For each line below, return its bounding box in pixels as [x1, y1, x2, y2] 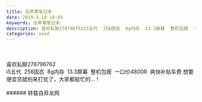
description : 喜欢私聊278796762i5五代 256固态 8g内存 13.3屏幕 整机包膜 [6, 25, 188, 32]
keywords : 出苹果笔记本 [6, 20, 60, 26]
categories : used [6, 31, 50, 37]
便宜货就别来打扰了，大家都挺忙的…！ [6, 76, 101, 83]
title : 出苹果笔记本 [6, 8, 52, 15]
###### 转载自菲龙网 [6, 89, 60, 97]
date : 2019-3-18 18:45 [6, 14, 63, 20]
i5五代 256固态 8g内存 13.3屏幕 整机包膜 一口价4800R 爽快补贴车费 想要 [6, 68, 194, 75]
